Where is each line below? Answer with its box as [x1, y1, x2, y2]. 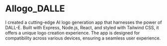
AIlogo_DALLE [5, 3, 65, 14]
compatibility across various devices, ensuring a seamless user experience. [5, 35, 161, 41]
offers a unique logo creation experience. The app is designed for [5, 30, 140, 36]
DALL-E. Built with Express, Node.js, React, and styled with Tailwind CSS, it [5, 24, 159, 30]
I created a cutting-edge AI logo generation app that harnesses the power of [5, 19, 162, 25]
